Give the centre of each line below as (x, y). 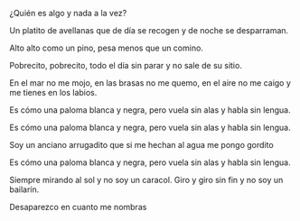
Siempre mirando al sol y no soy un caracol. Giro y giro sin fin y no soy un (146, 180)
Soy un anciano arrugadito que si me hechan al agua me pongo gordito (141, 145)
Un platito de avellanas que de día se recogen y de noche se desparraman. (149, 30)
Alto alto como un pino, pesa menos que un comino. (106, 48)
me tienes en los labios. (53, 92)
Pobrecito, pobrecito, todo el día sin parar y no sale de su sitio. (126, 65)
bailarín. (24, 189)
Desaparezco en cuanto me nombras (78, 207)
